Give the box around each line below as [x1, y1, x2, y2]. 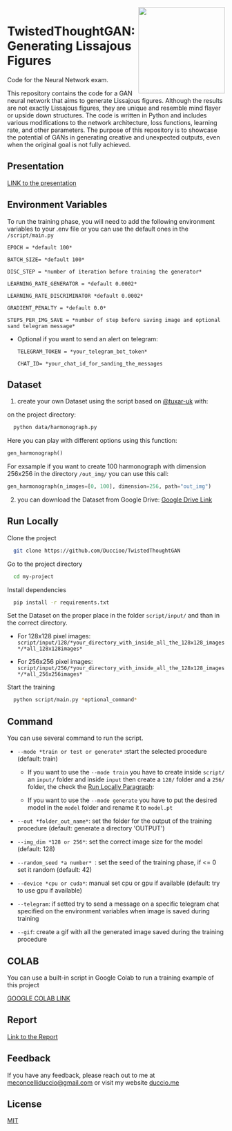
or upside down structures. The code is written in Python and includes [7, 111, 207, 120]
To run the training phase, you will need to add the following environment [7, 217, 215, 225]
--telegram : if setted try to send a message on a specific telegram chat [17, 900, 220, 908]
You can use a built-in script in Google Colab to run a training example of [7, 973, 214, 982]
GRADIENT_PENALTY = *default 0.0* [7, 304, 107, 312]
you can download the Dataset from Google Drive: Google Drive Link [17, 495, 213, 504]
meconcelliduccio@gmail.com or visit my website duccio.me [7, 1078, 180, 1087]
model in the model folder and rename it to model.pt [27, 804, 173, 812]
